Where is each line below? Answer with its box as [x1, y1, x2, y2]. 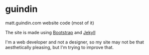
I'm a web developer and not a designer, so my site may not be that [5, 39, 144, 45]
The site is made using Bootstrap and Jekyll [5, 29, 96, 35]
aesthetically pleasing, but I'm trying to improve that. [5, 44, 114, 50]
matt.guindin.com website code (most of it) [5, 20, 94, 26]
